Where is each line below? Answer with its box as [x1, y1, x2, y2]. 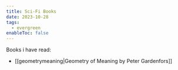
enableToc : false [6, 30, 49, 36]
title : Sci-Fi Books [6, 8, 57, 15]
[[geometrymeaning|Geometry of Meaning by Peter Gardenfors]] [14, 58, 173, 65]
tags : [6, 19, 19, 25]
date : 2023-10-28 [6, 14, 49, 20]
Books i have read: [6, 46, 51, 53]
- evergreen [11, 24, 41, 31]
